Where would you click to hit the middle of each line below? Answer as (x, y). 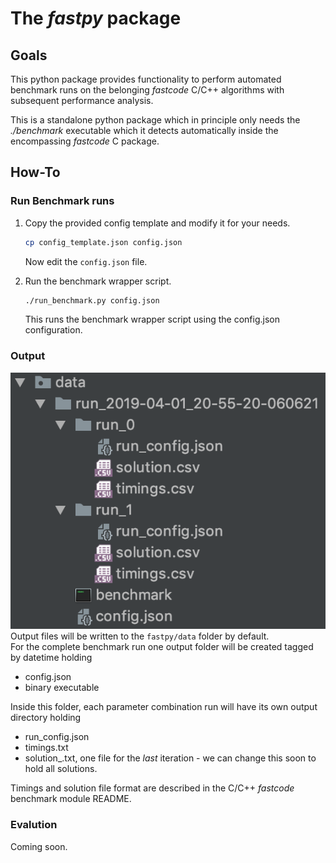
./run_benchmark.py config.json (92, 300)
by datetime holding (51, 658)
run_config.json (57, 737)
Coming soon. (39, 846)
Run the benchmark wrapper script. (98, 281)
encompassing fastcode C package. (85, 141)
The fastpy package (96, 18)
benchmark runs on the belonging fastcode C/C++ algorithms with (147, 90)
